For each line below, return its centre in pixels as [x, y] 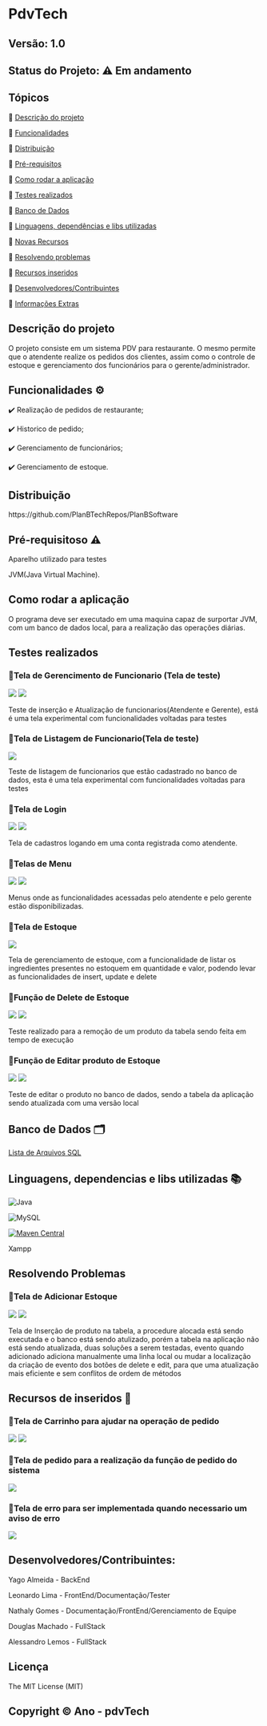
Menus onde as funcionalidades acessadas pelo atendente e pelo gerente [130, 897]
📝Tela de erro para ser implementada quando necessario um [128, 1508]
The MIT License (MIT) [46, 1686]
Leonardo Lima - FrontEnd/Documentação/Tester [89, 1595]
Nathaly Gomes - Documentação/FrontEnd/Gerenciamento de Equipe [123, 1611]
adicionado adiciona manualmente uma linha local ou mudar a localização [130, 1356]
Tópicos [29, 98]
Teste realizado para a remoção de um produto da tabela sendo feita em [127, 1031]
